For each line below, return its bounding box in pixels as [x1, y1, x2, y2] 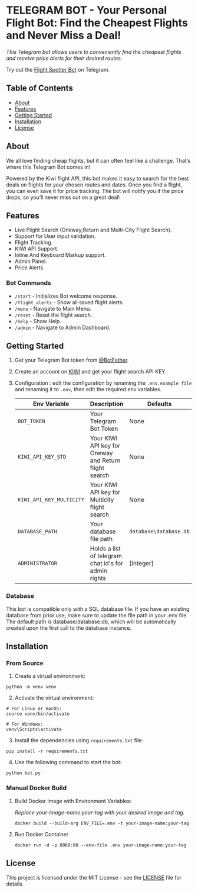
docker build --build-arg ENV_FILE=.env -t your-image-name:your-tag [14, 820, 190, 826]
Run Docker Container [14, 830, 69, 838]
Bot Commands [6, 279, 51, 287]
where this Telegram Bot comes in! [6, 163, 91, 170]
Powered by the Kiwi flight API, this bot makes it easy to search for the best [6, 175, 189, 182]
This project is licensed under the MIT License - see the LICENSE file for [6, 874, 181, 881]
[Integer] [129, 559, 154, 568]
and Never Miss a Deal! [6, 29, 121, 42]
